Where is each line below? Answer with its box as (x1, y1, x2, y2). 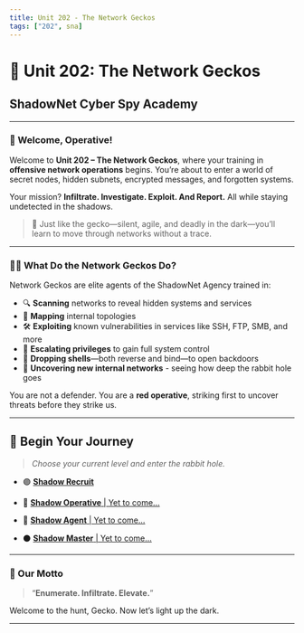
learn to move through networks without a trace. (31, 228, 213, 239)
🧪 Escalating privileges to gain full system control (22, 344, 210, 354)
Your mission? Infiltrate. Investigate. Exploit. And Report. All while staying (9, 191, 289, 202)
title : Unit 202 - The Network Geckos (9, 13, 156, 23)
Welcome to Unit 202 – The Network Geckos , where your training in (9, 155, 264, 165)
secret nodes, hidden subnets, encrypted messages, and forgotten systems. (9, 174, 294, 184)
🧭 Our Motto (9, 567, 63, 580)
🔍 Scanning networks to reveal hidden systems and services (22, 298, 252, 308)
